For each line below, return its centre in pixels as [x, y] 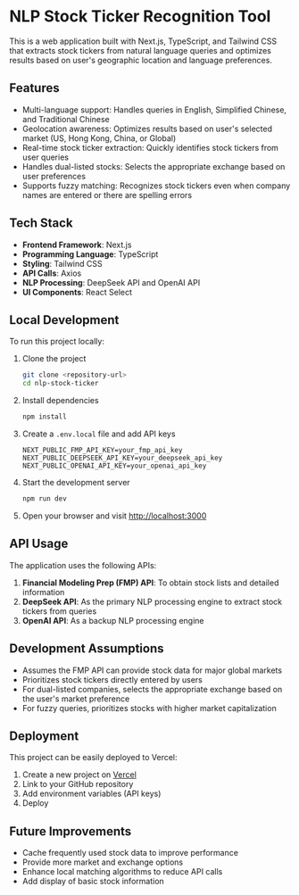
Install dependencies [61, 401]
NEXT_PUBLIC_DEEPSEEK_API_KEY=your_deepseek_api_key [122, 458]
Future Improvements [71, 831]
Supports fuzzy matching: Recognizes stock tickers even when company [156, 186]
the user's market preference [76, 699]
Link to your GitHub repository [78, 784]
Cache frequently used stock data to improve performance [130, 853]
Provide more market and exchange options [103, 862]
